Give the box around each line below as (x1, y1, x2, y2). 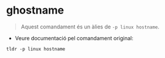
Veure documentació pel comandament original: (14, 34, 133, 41)
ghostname (6, 4, 65, 17)
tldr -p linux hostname (6, 46, 66, 52)
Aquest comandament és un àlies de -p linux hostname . (20, 23, 160, 30)
